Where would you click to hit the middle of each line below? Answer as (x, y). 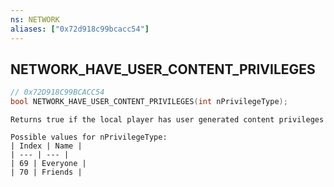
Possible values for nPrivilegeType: (89, 137)
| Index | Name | (46, 146)
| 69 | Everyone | (48, 164)
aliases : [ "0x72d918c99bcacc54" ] (80, 29)
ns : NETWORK (35, 19)
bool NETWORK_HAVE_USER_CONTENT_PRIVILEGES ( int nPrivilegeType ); (149, 102)
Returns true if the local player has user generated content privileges (167, 120)
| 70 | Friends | (46, 172)
